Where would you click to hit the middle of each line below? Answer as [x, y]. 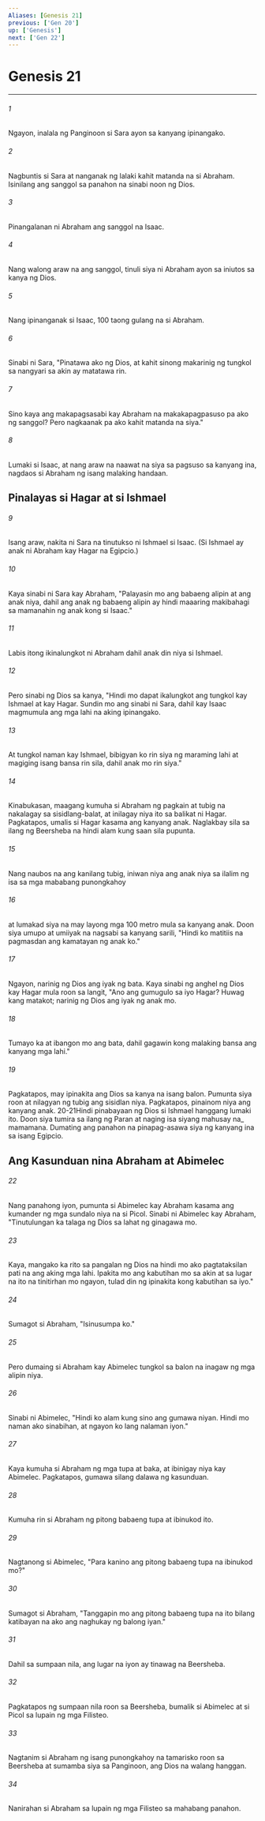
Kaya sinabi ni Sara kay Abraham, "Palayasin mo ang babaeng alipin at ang [130, 593]
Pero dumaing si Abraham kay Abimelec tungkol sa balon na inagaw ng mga [132, 1367]
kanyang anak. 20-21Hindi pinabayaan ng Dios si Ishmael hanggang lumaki [130, 1111]
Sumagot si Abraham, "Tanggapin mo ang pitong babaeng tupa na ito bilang [131, 1613]
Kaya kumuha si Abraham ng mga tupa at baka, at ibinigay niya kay [117, 1469]
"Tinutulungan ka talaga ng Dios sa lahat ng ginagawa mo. [103, 1222]
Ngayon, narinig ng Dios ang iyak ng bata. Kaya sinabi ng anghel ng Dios [126, 984]
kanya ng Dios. [32, 278]
